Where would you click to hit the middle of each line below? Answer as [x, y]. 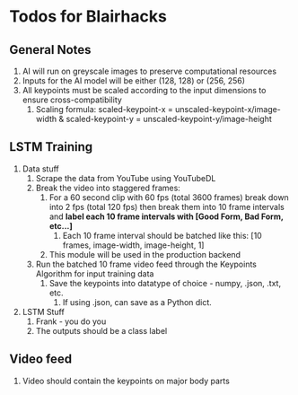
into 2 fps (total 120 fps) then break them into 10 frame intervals [167, 206]
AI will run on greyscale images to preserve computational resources [149, 71]
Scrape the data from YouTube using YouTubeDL [126, 178]
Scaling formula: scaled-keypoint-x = [104, 109]
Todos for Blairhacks [88, 17]
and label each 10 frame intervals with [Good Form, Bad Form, [166, 216]
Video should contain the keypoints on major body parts [126, 381]
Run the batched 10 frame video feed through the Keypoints [146, 264]
